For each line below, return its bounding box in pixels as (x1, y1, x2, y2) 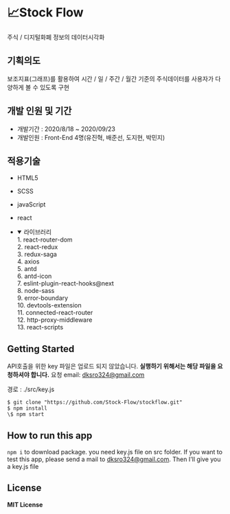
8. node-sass (16, 287, 55, 295)
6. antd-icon (16, 272, 52, 281)
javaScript (16, 200, 46, 209)
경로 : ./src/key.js (7, 385, 55, 394)
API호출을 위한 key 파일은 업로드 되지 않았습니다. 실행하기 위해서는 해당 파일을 (7, 362, 216, 371)
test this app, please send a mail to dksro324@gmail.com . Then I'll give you (7, 455, 221, 463)
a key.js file (7, 463, 39, 470)
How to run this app (7, 430, 93, 441)
